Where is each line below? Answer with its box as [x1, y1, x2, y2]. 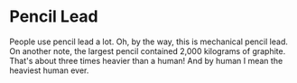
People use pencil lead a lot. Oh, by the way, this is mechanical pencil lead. [9, 36, 289, 47]
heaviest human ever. [9, 65, 89, 76]
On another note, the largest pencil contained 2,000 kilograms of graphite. [9, 45, 286, 56]
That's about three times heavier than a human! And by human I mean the [9, 55, 283, 66]
